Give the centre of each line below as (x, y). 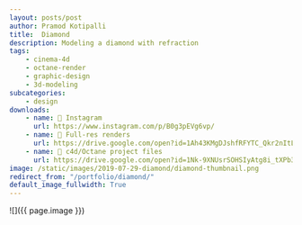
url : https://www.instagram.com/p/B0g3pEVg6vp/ (124, 127)
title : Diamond (40, 34)
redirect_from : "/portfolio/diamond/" (82, 176)
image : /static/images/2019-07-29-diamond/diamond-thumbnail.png (134, 168)
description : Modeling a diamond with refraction (104, 43)
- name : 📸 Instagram (64, 118)
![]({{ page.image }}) (47, 211)
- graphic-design (58, 76)
